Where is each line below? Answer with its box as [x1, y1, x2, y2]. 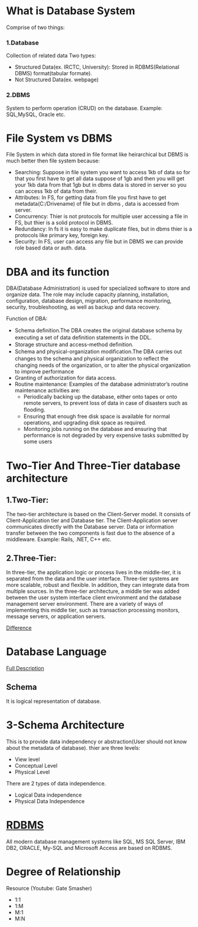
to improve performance [14, 368, 74, 375]
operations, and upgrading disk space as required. [23, 419, 147, 426]
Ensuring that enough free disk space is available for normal [23, 413, 170, 420]
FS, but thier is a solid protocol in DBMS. [14, 219, 113, 226]
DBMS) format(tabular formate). [14, 70, 93, 77]
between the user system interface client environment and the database [6, 594, 182, 601]
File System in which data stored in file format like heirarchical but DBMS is [6, 151, 189, 158]
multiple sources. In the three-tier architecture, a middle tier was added [6, 588, 180, 595]
